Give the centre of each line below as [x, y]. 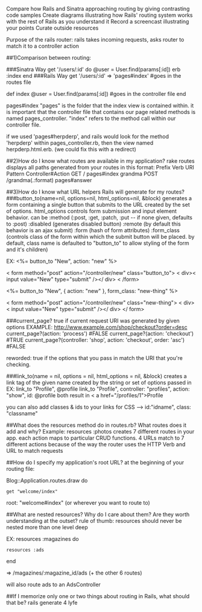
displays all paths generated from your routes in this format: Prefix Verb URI [100, 167]
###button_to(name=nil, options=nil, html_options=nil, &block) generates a [99, 198]
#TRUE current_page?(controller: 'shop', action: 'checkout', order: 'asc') [96, 340]
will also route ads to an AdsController [54, 585]
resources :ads [25, 550]
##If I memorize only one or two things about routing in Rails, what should [98, 596]
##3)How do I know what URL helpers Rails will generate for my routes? [96, 192]
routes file [19, 82]
